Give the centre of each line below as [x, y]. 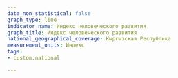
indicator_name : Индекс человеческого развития [77, 26]
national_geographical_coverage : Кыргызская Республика [89, 39]
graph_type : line [32, 20]
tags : [15, 52]
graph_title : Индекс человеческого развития [72, 32]
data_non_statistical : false [49, 13]
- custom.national [33, 58]
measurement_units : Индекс [46, 45]
